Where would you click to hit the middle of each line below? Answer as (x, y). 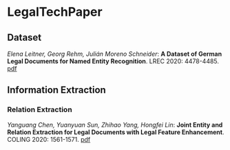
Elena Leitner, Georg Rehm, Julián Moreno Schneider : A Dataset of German (115, 54)
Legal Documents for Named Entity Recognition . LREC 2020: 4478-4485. (113, 61)
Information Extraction (57, 90)
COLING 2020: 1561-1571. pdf (49, 139)
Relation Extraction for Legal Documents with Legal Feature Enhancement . (116, 132)
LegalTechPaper (55, 12)
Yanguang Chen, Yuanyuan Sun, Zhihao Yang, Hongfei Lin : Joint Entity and (115, 125)
